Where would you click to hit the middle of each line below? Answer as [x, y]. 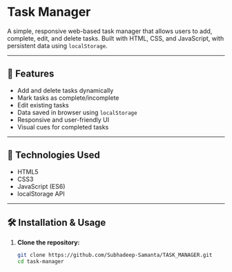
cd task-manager [40, 262]
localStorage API [41, 193]
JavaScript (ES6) [41, 186]
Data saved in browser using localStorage [77, 112]
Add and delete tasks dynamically [65, 90]
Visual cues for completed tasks [63, 127]
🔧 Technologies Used [54, 155]
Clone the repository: [48, 242]
